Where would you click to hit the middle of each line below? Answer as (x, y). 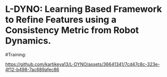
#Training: (16, 54)
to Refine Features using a (61, 20)
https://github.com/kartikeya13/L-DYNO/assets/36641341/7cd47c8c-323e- (82, 64)
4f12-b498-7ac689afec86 (32, 69)
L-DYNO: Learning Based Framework (83, 9)
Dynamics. (28, 41)
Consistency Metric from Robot (72, 30)
